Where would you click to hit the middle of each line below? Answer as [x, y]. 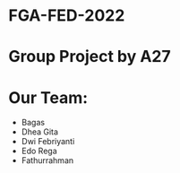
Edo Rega [39, 151]
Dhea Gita [40, 132]
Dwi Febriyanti [48, 142]
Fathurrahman [47, 160]
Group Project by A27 [90, 57]
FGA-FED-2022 [67, 16]
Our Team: [48, 97]
